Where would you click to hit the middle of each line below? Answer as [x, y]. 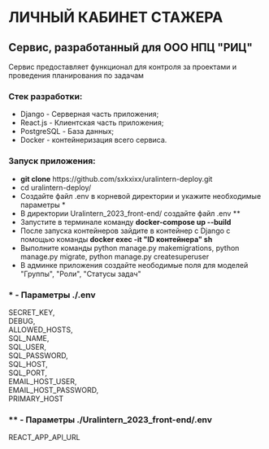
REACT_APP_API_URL [44, 438]
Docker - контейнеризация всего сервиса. [93, 140]
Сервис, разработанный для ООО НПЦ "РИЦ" [131, 47]
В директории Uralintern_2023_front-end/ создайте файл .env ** [130, 213]
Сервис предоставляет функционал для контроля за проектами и [123, 67]
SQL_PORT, [28, 373]
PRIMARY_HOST [36, 399]
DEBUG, [22, 321]
